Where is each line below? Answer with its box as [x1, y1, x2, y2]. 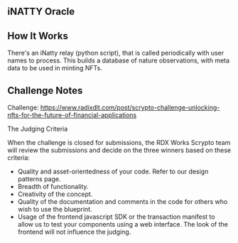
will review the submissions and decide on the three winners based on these [7, 146, 232, 155]
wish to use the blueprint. [17, 205, 92, 214]
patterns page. [17, 175, 61, 183]
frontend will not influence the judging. [17, 227, 131, 237]
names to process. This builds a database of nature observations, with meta [7, 56, 229, 65]
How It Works [7, 30, 69, 42]
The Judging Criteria [7, 124, 68, 134]
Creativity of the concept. [17, 190, 93, 198]
